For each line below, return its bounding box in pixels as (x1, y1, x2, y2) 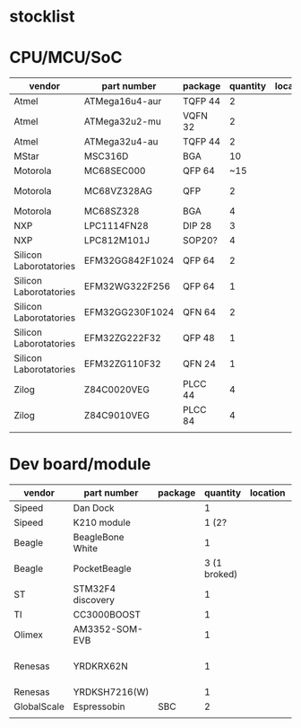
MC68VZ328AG (83, 185, 153, 197)
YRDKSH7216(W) (73, 686, 150, 698)
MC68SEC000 (83, 164, 146, 177)
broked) (204, 568, 238, 581)
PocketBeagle (73, 563, 132, 575)
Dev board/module (9, 454, 151, 475)
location (249, 487, 286, 499)
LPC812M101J (83, 234, 150, 247)
